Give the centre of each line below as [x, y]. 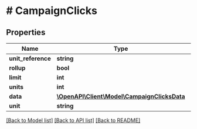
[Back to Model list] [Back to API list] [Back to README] [73, 120]
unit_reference [30, 58]
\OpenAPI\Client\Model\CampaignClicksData [121, 96]
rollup [17, 68]
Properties [26, 32]
